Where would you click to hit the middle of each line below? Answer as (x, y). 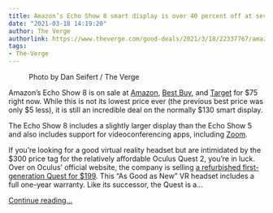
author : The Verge (39, 31)
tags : (17, 46)
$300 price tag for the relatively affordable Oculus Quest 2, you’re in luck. (132, 159)
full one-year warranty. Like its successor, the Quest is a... (106, 185)
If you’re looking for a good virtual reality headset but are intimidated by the (135, 150)
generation (26, 176)
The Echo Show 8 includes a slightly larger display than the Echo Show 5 (130, 126)
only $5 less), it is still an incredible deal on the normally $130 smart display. (136, 110)
